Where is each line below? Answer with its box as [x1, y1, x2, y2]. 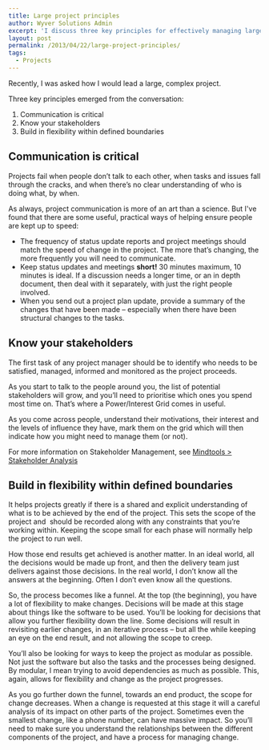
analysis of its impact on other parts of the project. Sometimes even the [8, 707, 244, 716]
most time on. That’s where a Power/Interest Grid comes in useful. [8, 399, 227, 408]
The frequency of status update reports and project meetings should [19, 236, 247, 245]
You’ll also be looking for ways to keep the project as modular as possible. [8, 649, 253, 659]
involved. [19, 287, 50, 297]
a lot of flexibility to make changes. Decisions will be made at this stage [8, 599, 244, 609]
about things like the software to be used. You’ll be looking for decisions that [8, 607, 261, 618]
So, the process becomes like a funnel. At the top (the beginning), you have [8, 590, 258, 600]
